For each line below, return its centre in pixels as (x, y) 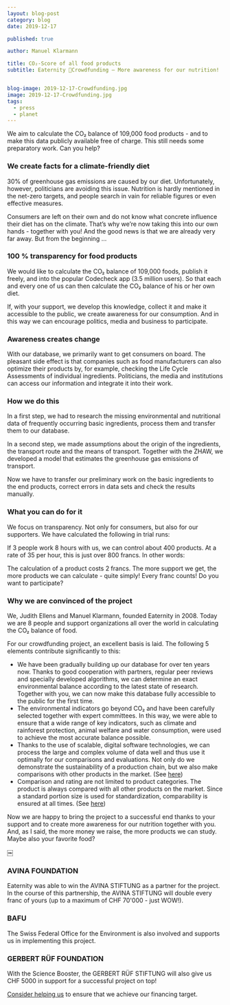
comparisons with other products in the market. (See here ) (100, 774)
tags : (15, 101)
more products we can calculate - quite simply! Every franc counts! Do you (113, 575)
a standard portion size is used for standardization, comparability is (112, 796)
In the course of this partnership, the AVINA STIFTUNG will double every (110, 893)
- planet (26, 114)
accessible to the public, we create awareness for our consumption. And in (113, 313)
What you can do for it (45, 512)
